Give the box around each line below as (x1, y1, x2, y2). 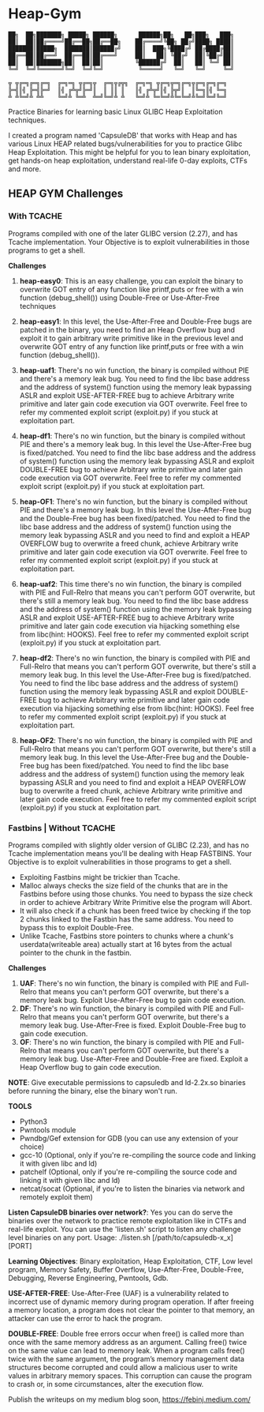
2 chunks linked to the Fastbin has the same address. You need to (19, 914, 234, 924)
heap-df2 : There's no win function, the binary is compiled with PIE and (19, 653, 251, 663)
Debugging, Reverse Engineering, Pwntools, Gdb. (8, 1273, 169, 1282)
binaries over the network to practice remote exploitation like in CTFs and (8, 1215, 247, 1225)
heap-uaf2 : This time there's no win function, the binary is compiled (19, 579, 242, 588)
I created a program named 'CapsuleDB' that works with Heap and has (8, 130, 238, 140)
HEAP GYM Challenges (8, 187, 124, 201)
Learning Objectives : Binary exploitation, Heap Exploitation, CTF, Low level (8, 1256, 254, 1266)
